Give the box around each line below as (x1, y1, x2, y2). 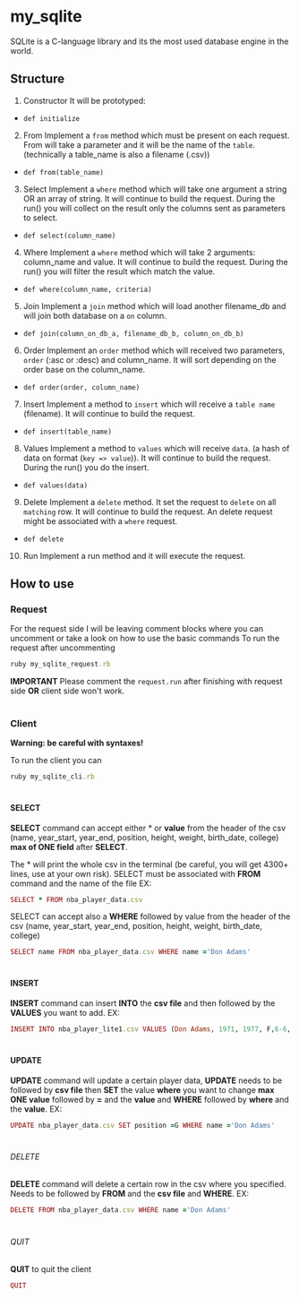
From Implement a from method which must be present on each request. (22, 130, 290, 141)
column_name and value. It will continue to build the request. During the (22, 256, 289, 267)
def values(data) (22, 481, 89, 490)
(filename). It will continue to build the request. (22, 408, 195, 418)
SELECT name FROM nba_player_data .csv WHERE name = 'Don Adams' (10, 948, 252, 957)
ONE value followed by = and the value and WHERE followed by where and (10, 1094, 289, 1105)
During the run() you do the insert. (22, 461, 150, 472)
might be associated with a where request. (22, 515, 178, 526)
